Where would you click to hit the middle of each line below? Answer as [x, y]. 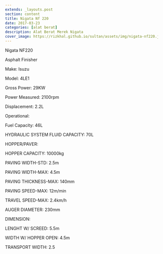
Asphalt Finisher [21, 60]
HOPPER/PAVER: [22, 144]
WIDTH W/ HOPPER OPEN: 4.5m [38, 238]
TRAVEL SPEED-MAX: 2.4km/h [36, 200]
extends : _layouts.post [29, 9]
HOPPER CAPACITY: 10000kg [34, 153]
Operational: [17, 116]
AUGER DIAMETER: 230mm [33, 209]
